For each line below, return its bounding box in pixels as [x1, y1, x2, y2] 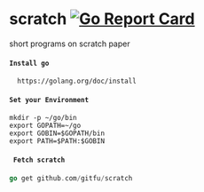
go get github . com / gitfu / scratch [9, 173, 133, 182]
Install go [9, 59, 50, 68]
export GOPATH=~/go [9, 121, 82, 131]
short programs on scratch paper [9, 38, 130, 49]
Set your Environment [9, 95, 90, 104]
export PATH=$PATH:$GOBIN [9, 137, 105, 146]
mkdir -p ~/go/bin [9, 114, 77, 123]
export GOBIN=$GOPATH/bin [9, 129, 105, 138]
